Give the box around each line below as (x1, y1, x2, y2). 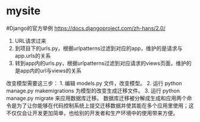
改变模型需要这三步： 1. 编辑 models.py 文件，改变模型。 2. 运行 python (6, 79, 183, 87)
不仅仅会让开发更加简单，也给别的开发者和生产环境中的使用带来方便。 (6, 109, 179, 117)
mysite (6, 4, 40, 18)
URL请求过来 (14, 37, 46, 44)
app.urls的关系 (14, 52, 51, 59)
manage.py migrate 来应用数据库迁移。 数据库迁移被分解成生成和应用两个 (6, 94, 187, 102)
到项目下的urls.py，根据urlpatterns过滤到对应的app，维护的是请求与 (14, 45, 183, 52)
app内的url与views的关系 (20, 67, 82, 74)
